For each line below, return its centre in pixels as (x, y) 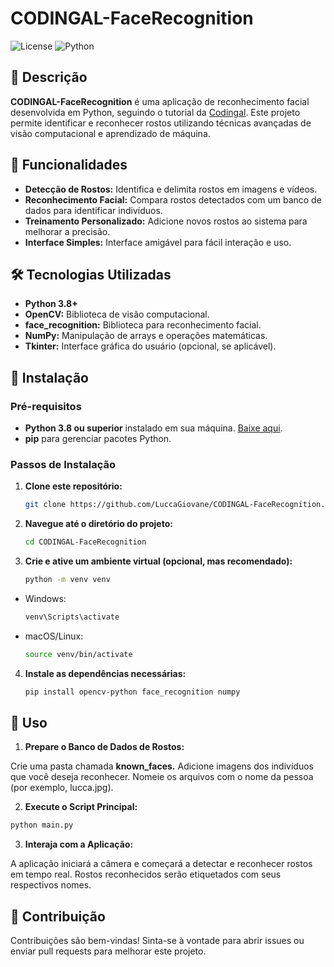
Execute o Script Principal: (81, 807)
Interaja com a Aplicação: (79, 844)
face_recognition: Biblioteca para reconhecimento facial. (143, 325)
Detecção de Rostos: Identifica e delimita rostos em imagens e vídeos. (171, 189)
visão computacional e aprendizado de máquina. (110, 133)
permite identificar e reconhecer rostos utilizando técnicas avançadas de (161, 123)
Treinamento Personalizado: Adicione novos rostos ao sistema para (166, 221)
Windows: (45, 598)
